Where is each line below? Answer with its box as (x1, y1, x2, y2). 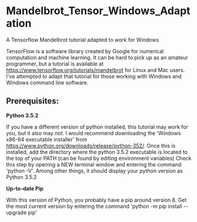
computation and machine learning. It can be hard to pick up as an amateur (6, 54, 188, 61)
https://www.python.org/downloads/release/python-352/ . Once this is (6, 142, 176, 149)
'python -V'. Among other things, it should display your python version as (6, 167, 183, 174)
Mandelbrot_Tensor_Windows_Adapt (6, 4, 191, 18)
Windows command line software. (6, 79, 89, 86)
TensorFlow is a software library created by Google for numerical (6, 47, 164, 54)
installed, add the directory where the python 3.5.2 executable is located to (6, 148, 188, 155)
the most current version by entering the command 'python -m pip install (6, 203, 182, 210)
